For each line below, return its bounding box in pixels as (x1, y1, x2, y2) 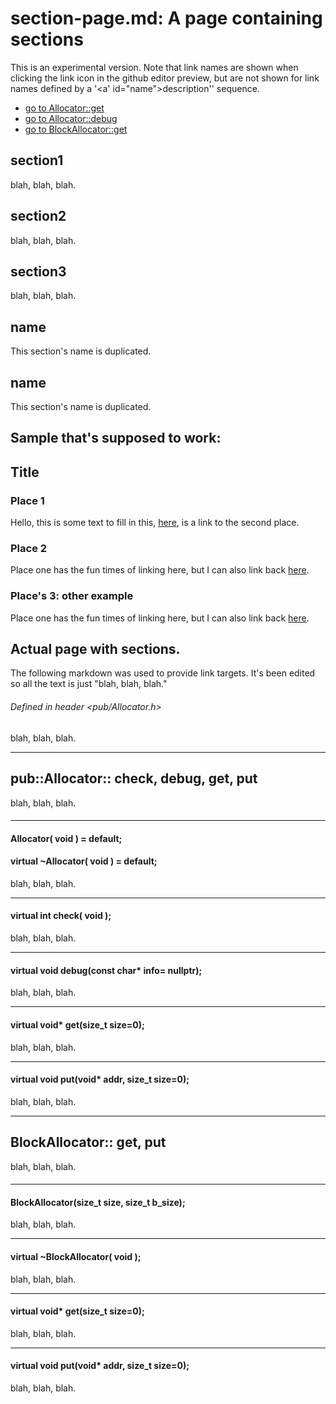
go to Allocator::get (24, 102, 105, 114)
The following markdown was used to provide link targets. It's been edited (10, 667, 316, 679)
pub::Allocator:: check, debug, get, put (10, 770, 258, 787)
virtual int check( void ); (10, 910, 112, 922)
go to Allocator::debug (24, 112, 118, 124)
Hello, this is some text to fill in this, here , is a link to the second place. (10, 517, 300, 529)
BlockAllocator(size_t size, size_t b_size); (10, 1196, 186, 1208)
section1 (10, 152, 64, 169)
